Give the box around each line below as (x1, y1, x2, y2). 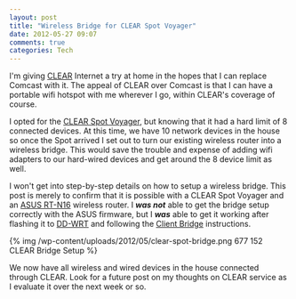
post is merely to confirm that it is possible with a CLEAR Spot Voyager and (9, 190, 284, 201)
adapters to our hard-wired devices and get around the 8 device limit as (9, 154, 273, 165)
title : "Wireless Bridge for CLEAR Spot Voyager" (9, 21, 197, 30)
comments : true (9, 37, 66, 47)
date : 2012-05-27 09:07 (9, 29, 98, 38)
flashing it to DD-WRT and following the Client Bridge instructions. (9, 219, 252, 230)
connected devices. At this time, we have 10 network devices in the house (9, 125, 280, 136)
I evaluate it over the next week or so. (9, 281, 147, 292)
